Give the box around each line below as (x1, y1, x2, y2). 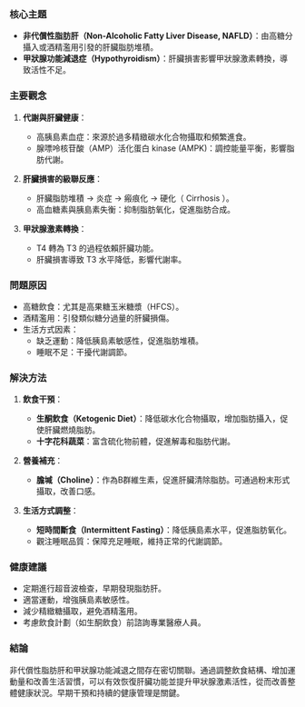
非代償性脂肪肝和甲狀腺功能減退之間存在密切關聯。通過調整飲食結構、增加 (9, 664, 288, 675)
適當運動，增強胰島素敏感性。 (22, 594, 134, 605)
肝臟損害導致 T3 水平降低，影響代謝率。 (35, 254, 187, 264)
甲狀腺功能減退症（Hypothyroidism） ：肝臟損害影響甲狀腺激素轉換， (22, 53, 280, 65)
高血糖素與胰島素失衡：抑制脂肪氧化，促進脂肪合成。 (35, 204, 236, 214)
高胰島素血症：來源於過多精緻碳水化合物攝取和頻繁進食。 (35, 131, 251, 142)
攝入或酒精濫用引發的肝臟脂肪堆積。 (22, 42, 159, 53)
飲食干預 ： (22, 393, 64, 405)
